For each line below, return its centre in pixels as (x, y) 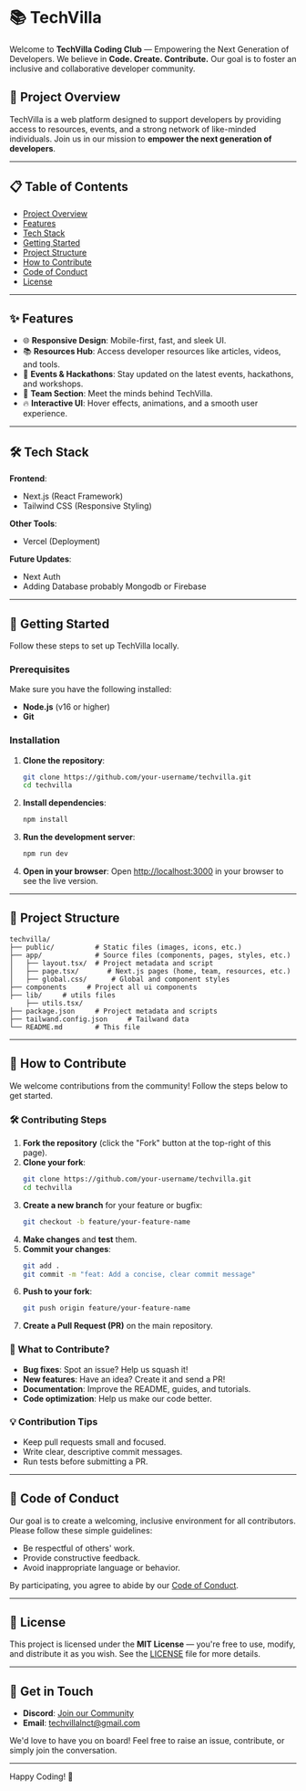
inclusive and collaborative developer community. (102, 68)
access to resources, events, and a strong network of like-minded (133, 129)
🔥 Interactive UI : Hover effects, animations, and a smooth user (140, 404)
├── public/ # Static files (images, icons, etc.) (126, 947)
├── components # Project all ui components (103, 987)
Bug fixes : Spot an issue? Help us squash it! (105, 1369)
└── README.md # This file (75, 1027)
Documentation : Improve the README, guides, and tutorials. (137, 1388)
